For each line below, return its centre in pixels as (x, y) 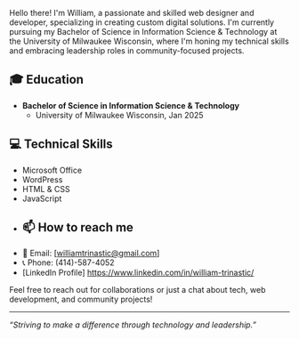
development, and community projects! (81, 299)
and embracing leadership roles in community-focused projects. (127, 51)
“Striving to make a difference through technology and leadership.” (133, 325)
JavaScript (42, 198)
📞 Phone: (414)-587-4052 (68, 262)
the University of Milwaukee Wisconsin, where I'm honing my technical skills (149, 41)
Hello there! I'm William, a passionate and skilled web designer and (132, 13)
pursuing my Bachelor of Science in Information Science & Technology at (143, 32)
